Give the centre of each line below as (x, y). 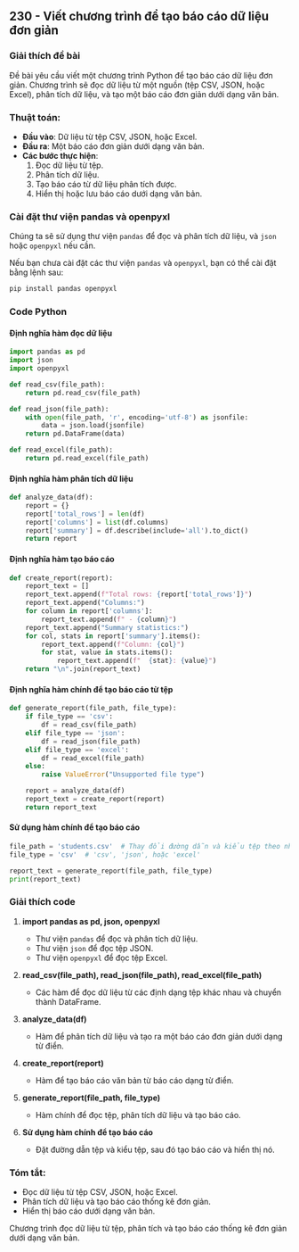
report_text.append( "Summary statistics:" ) (107, 627)
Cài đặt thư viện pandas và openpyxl (90, 217)
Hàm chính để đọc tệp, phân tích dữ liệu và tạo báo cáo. (138, 1115)
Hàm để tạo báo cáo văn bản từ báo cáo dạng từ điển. (134, 1080)
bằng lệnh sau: (36, 272)
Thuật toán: (35, 117)
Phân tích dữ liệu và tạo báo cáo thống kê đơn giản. (117, 1202)
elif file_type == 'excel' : (77, 750)
